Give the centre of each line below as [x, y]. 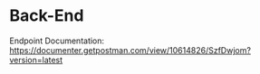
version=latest [36, 60]
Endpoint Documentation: [57, 41]
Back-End [47, 16]
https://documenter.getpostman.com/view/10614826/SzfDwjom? [130, 50]
